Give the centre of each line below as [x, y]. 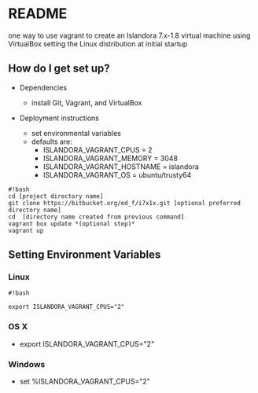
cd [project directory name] [56, 196]
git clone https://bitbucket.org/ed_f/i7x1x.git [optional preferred [125, 203]
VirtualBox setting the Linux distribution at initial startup [98, 43]
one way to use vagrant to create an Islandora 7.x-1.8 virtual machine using [129, 35]
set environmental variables [76, 133]
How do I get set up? [59, 69]
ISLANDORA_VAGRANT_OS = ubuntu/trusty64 [117, 174]
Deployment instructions [59, 118]
